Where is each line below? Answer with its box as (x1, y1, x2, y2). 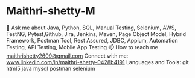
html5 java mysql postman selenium (6, 65, 95, 72)
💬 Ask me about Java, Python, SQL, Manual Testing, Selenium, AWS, (6, 24, 177, 31)
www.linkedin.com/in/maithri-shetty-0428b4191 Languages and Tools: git (6, 58, 189, 65)
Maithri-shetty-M (6, 4, 95, 18)
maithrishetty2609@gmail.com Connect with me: (6, 52, 129, 59)
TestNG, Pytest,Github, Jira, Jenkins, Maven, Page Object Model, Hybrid (6, 30, 186, 37)
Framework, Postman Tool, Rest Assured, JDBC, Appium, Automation (6, 37, 178, 44)
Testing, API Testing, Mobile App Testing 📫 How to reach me (6, 43, 158, 50)
